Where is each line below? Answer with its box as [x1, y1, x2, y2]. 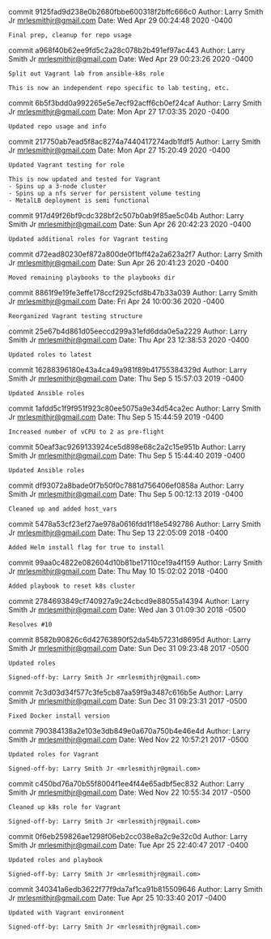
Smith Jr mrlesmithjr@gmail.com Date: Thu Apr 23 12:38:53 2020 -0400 [8, 335, 249, 344]
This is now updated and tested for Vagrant [8, 175, 161, 183]
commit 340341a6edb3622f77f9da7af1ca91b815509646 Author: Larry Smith [8, 885, 263, 894]
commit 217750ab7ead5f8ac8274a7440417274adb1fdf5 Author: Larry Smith [8, 137, 261, 146]
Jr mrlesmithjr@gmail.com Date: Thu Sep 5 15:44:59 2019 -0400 [8, 412, 224, 421]
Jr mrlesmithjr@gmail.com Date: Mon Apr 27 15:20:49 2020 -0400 [8, 145, 231, 155]
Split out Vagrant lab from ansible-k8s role [8, 70, 164, 78]
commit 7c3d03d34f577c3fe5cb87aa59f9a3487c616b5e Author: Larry [8, 687, 243, 697]
